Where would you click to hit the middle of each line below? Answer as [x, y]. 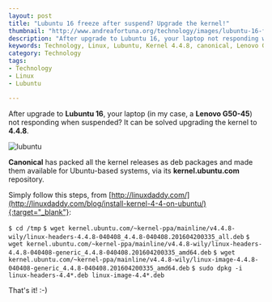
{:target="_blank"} [39, 212]
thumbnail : [27, 31]
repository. [26, 179]
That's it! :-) [28, 290]
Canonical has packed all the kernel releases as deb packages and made [131, 161]
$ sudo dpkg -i [217, 268]
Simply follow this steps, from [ [60, 195]
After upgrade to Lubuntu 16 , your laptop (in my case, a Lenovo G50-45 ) [130, 113]
